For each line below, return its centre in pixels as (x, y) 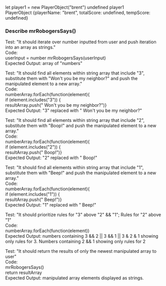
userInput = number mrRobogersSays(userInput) (56, 58)
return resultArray (24, 273)
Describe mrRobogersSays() (41, 31)
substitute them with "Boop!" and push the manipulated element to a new (81, 126)
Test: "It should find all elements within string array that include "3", (75, 73)
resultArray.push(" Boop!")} (34, 153)
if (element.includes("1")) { (33, 194)
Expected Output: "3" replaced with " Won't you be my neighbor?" (74, 111)
